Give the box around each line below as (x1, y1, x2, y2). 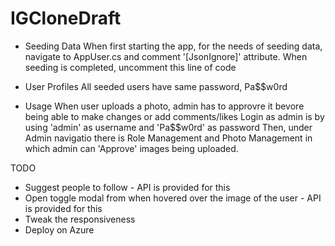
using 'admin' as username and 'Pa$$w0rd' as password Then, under (24, 121, 313, 133)
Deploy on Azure (24, 223, 95, 236)
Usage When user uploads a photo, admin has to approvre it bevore (24, 100, 305, 112)
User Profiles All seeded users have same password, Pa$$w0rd (24, 80, 288, 92)
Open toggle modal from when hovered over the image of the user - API (24, 192, 322, 204)
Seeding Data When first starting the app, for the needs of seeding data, (24, 40, 323, 52)
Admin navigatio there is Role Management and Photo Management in (24, 132, 313, 144)
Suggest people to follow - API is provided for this (24, 181, 231, 193)
